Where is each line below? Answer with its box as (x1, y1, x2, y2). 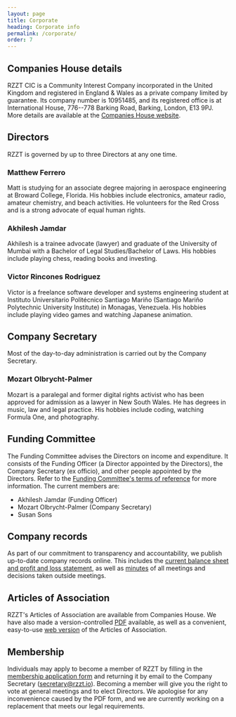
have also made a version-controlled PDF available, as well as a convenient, (7, 618, 227, 626)
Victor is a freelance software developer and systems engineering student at (7, 288, 229, 296)
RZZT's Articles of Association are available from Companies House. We (7, 611, 216, 619)
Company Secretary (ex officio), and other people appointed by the (7, 467, 202, 475)
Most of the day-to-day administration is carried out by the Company (7, 349, 207, 358)
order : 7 (7, 37, 33, 44)
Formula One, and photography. (7, 413, 100, 421)
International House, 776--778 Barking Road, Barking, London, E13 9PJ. (7, 103, 214, 112)
